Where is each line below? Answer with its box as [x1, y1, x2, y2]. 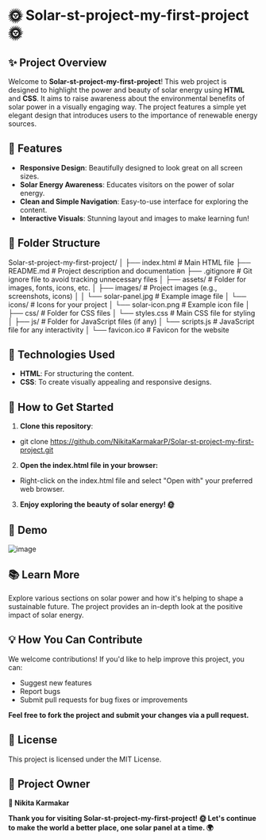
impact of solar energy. [8, 610, 85, 619]
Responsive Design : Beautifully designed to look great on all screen [19, 163, 244, 172]
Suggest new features [19, 677, 93, 688]
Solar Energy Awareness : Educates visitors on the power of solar [19, 179, 235, 189]
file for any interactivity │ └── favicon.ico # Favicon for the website [8, 324, 230, 335]
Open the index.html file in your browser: [19, 461, 159, 470]
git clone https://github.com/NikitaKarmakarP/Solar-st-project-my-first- [19, 437, 254, 447]
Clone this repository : [19, 421, 94, 431]
